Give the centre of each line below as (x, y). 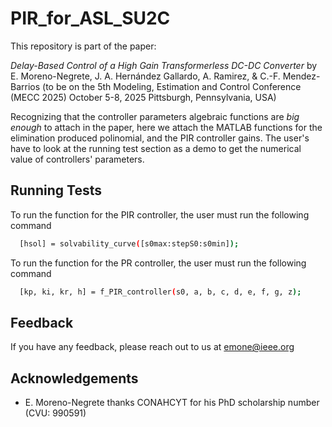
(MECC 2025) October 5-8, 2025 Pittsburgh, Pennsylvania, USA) (143, 97)
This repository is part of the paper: (83, 46)
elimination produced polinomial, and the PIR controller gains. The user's (160, 138)
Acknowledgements (74, 378)
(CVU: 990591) (55, 413)
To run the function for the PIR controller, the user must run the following (160, 214)
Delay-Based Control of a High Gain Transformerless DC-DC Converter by (164, 65)
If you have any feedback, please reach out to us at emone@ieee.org (152, 347)
